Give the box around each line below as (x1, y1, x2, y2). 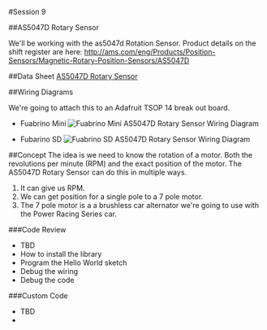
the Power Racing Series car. (19, 209, 118, 219)
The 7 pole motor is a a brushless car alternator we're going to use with (19, 201, 260, 210)
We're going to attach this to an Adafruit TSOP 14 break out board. (8, 103, 230, 112)
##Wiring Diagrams (8, 87, 74, 97)
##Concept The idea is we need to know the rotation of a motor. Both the (8, 150, 253, 159)
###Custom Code (8, 291, 68, 300)
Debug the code (19, 276, 75, 284)
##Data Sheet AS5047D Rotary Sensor (8, 72, 138, 80)
